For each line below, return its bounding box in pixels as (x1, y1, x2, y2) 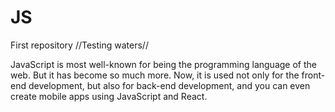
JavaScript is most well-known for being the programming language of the (10, 58, 317, 70)
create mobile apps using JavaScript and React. (10, 90, 208, 102)
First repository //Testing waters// (10, 39, 149, 51)
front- (301, 69, 326, 81)
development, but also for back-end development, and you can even (28, 79, 311, 91)
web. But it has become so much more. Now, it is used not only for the (10, 69, 300, 81)
